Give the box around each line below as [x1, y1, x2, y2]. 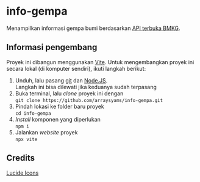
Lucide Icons [6, 169, 39, 177]
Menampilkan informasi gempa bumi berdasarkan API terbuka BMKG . [6, 24, 181, 32]
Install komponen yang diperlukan [15, 115, 101, 123]
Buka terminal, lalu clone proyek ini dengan [15, 90, 124, 97]
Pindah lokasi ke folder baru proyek [15, 103, 105, 110]
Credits [6, 153, 35, 163]
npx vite [15, 136, 38, 142]
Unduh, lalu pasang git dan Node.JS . [15, 76, 108, 84]
